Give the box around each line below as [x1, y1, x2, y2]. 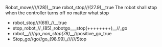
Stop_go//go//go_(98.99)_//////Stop [12, 36, 87, 42]
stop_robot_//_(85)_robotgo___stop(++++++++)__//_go [12, 25, 128, 31]
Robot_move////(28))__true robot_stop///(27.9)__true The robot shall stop [5, 5, 157, 10]
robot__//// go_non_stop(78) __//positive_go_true [12, 31, 112, 36]
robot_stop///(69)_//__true [12, 20, 67, 26]
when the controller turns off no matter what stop [5, 10, 109, 16]
